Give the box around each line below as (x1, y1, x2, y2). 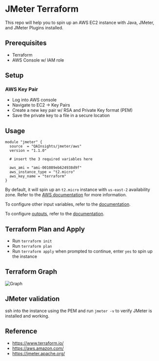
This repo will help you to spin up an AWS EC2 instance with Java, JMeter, (5, 20, 155, 25)
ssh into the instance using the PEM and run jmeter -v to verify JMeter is (5, 308, 152, 314)
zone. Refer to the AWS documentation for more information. (5, 192, 127, 198)
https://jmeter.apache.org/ (12, 350, 65, 356)
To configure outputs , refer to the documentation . (5, 211, 105, 217)
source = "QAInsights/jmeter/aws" (9, 144, 82, 149)
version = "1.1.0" (9, 148, 47, 153)
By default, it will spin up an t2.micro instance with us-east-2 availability (5, 187, 150, 192)
